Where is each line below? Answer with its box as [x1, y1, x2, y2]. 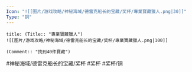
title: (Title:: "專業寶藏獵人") [6, 31, 83, 37]
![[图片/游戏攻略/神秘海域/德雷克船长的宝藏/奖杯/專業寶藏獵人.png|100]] [6, 37, 168, 43]
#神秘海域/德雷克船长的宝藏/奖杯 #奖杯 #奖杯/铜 [6, 60, 123, 67]
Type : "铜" [6, 14, 32, 20]
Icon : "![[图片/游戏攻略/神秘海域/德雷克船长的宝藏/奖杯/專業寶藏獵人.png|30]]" [6, 8, 187, 15]
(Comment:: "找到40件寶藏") [6, 49, 71, 54]
